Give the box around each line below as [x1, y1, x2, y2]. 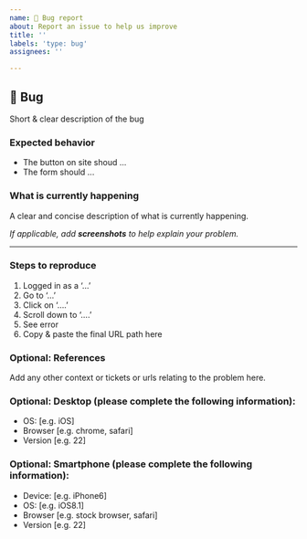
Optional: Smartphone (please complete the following [9, 458, 253, 470]
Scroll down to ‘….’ [22, 309, 92, 320]
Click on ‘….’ [22, 299, 69, 311]
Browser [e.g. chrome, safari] [22, 426, 134, 437]
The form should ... [22, 166, 95, 178]
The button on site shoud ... [22, 157, 127, 168]
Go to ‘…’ [22, 290, 57, 301]
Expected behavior [9, 136, 96, 149]
